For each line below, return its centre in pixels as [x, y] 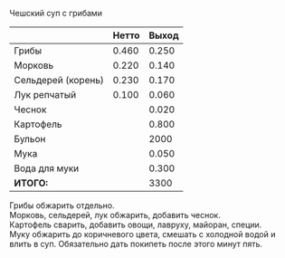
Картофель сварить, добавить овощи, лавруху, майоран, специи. [136, 225]
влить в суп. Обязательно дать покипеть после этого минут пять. [136, 244]
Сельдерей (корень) [59, 80]
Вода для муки [47, 168]
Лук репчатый [45, 95]
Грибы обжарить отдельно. [62, 205]
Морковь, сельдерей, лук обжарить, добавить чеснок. [115, 215]
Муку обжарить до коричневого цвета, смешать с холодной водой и [142, 234]
